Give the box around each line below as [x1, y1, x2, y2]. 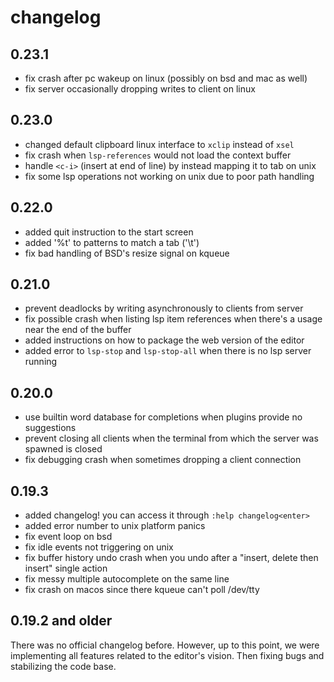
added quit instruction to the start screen [24, 226, 194, 238]
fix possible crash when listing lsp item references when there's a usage [24, 313, 323, 325]
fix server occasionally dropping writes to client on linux [24, 83, 256, 95]
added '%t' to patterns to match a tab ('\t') [24, 236, 200, 248]
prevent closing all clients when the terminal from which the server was [24, 432, 319, 445]
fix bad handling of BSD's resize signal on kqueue [24, 247, 230, 259]
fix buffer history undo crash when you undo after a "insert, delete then [24, 552, 319, 564]
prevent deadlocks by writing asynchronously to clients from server [24, 302, 304, 315]
